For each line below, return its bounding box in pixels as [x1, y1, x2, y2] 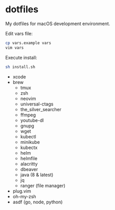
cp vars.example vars [5, 40, 52, 46]
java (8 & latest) [20, 172, 54, 178]
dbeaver [20, 166, 38, 172]
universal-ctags [20, 101, 54, 107]
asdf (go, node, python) [12, 199, 63, 205]
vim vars [5, 45, 24, 50]
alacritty [20, 160, 38, 167]
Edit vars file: [5, 30, 33, 36]
